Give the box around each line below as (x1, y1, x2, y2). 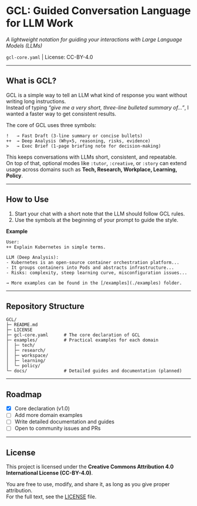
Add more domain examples (14, 412, 83, 419)
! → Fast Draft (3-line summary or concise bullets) (6, 133, 143, 139)
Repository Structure (6, 301, 85, 311)
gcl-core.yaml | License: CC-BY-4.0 (6, 53, 93, 60)
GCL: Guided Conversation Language (6, 4, 191, 18)
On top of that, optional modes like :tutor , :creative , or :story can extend (6, 159, 187, 166)
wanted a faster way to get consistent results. (6, 110, 117, 117)
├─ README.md (6, 322, 38, 328)
